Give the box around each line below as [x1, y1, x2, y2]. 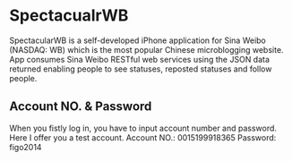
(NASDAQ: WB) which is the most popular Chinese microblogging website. [9, 44, 284, 55]
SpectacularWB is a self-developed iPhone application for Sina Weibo [9, 35, 267, 46]
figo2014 [9, 141, 42, 152]
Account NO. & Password [9, 99, 152, 114]
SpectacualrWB [9, 5, 129, 26]
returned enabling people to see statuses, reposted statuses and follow [9, 64, 272, 74]
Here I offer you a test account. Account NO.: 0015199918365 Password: [9, 131, 277, 143]
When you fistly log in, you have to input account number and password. [9, 123, 278, 133]
